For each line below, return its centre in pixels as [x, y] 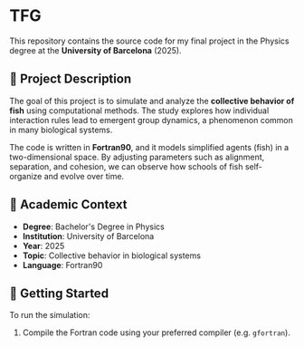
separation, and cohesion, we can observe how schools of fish [126, 166]
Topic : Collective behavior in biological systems [112, 255]
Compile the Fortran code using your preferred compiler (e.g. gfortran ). [157, 333]
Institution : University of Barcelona [88, 236]
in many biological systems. [61, 130]
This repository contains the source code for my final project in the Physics [149, 41]
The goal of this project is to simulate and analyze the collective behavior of [152, 101]
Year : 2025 [43, 246]
